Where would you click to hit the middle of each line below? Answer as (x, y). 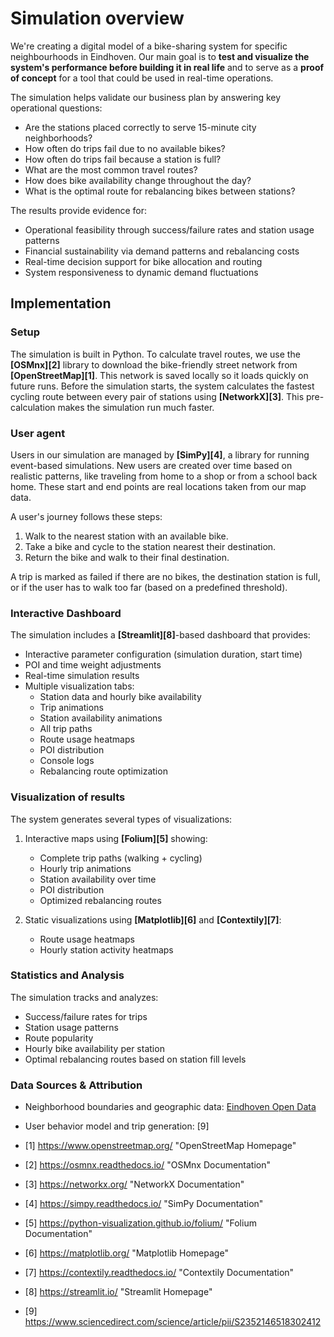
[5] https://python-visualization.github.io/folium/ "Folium (140, 1223)
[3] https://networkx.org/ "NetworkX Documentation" (134, 1184)
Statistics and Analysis (67, 975)
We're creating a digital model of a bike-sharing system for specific (149, 46)
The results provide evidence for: (79, 210)
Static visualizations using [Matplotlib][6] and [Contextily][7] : (153, 919)
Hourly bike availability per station (94, 1048)
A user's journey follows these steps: (86, 516)
